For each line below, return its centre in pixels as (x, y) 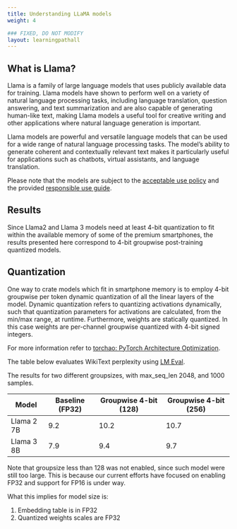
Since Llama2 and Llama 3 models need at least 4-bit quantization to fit (111, 227)
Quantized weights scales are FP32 (69, 518)
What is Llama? (42, 68)
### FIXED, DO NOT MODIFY (45, 33)
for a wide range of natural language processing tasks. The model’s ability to (119, 144)
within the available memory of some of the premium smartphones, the (110, 235)
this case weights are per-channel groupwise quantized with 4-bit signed (114, 327)
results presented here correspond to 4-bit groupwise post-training (105, 242)
